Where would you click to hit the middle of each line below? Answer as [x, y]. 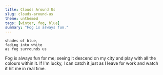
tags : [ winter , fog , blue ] [32, 23]
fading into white [24, 45]
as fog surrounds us [26, 49]
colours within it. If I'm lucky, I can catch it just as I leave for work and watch [82, 63]
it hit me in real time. [26, 69]
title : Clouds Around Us [30, 9]
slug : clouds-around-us [29, 14]
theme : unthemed [21, 18]
